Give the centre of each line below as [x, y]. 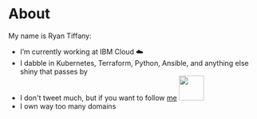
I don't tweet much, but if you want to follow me [98, 98]
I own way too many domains [68, 106]
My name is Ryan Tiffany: [50, 36]
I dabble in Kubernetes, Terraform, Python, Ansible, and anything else [134, 63]
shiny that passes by [53, 71]
